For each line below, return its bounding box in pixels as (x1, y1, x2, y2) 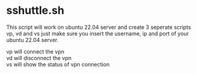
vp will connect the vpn (6, 48, 65, 55)
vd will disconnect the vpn (6, 54, 72, 61)
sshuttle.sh (6, 4, 65, 17)
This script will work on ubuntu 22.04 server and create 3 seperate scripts (6, 23, 192, 31)
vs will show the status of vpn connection (6, 61, 110, 68)
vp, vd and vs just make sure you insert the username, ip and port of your (6, 29, 189, 37)
